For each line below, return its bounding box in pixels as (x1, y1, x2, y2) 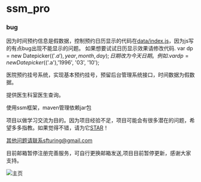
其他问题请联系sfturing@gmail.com (6, 137, 93, 144)
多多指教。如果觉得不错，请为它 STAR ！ (11, 124, 109, 131)
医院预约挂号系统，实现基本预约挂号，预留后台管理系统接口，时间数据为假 (6, 71, 190, 79)
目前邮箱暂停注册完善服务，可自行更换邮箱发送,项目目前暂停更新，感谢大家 (6, 150, 191, 157)
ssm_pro (6, 2, 50, 16)
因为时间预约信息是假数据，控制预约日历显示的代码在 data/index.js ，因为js (6, 38, 189, 45)
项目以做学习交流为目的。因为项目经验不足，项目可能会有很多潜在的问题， (6, 117, 190, 124)
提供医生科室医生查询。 (6, 91, 64, 98)
